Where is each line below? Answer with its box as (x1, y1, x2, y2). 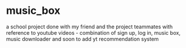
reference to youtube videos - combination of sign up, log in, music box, (6, 29, 181, 36)
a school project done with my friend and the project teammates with (6, 23, 173, 30)
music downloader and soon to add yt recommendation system (6, 35, 159, 42)
